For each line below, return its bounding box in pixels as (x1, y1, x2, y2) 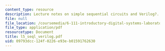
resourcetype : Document (5, 30, 54, 34)
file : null (5, 16, 27, 21)
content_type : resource (5, 7, 54, 12)
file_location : (5, 20, 36, 26)
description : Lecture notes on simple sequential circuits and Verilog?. (5, 12, 160, 17)
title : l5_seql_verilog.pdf (5, 34, 63, 39)
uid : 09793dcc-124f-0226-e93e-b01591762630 (5, 39, 96, 44)
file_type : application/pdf (5, 25, 63, 30)
